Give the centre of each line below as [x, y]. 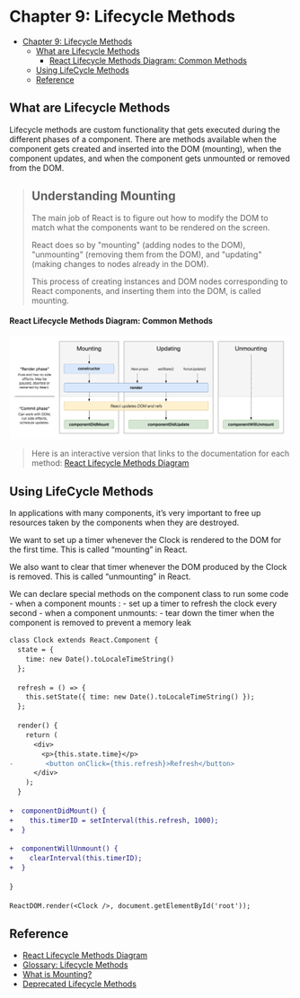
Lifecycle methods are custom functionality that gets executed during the [145, 129]
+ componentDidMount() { [57, 811]
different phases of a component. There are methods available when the [143, 139]
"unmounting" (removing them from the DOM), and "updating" [146, 254]
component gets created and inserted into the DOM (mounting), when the [146, 148]
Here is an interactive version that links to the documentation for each [160, 454]
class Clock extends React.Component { [84, 640]
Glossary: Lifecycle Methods [75, 965]
